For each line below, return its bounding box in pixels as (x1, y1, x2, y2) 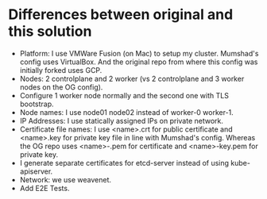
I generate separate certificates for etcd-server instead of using (19, 158, 229, 167)
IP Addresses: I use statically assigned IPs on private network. (19, 116, 224, 125)
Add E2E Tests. (19, 183, 70, 193)
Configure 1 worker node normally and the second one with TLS (19, 90, 229, 100)
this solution (8, 22, 92, 40)
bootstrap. (19, 99, 54, 109)
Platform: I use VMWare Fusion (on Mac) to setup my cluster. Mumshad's (19, 48, 259, 58)
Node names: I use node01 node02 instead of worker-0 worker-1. (19, 107, 234, 117)
